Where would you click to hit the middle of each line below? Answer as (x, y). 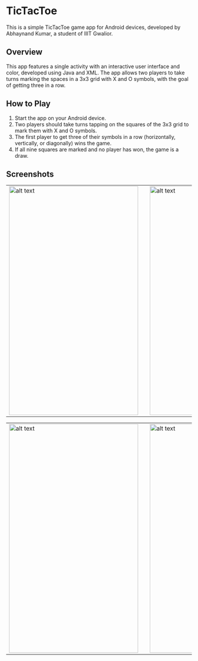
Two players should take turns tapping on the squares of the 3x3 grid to (102, 124)
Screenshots (30, 174)
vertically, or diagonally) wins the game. (63, 143)
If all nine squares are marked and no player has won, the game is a (97, 149)
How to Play (29, 104)
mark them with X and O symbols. (56, 131)
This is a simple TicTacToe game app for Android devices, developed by (93, 27)
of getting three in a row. (36, 85)
